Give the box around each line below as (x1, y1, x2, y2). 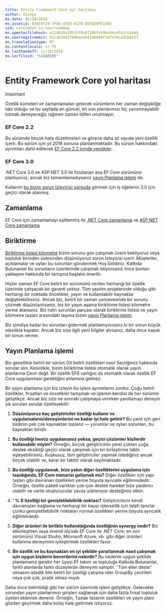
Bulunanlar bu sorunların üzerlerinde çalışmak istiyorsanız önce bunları (5, 266, 150, 272)
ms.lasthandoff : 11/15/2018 (5, 49, 63, 54)
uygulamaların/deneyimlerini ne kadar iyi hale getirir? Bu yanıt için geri (12, 416, 161, 422)
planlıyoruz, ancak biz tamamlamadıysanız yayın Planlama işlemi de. (5, 174, 144, 180)
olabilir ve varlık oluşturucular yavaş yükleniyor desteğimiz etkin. (12, 488, 145, 494)
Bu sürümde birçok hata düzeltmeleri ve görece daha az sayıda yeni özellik (5, 135, 158, 141)
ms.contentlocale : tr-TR (5, 44, 56, 49)
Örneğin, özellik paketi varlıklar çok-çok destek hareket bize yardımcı (12, 482, 154, 489)
